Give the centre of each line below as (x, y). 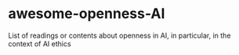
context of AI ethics (40, 43)
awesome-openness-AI (87, 14)
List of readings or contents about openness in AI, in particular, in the (119, 35)
